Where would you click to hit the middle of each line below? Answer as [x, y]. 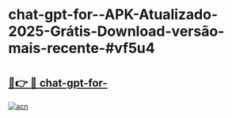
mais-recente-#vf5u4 [82, 48]
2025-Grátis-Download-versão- [116, 31]
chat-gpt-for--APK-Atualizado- [113, 15]
